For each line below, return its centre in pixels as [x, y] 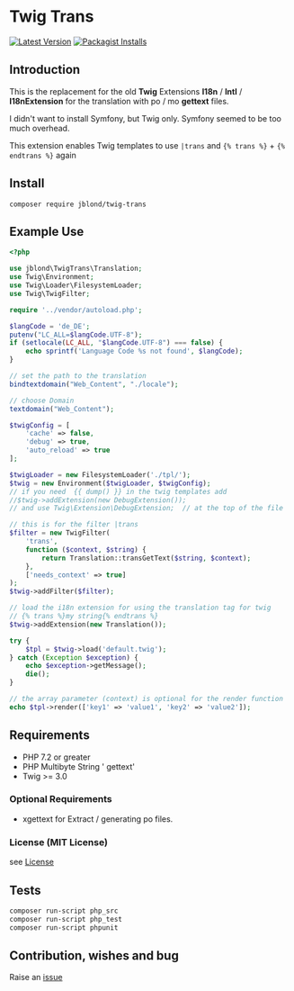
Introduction [45, 70]
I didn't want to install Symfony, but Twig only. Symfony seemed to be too [145, 118]
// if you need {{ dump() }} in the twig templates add [118, 491]
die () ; [38, 674]
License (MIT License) [58, 842]
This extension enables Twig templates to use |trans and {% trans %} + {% [147, 145]
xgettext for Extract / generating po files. [98, 819]
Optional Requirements [61, 799]
